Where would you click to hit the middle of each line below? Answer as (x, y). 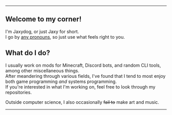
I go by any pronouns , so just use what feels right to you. (65, 37)
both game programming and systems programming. (61, 81)
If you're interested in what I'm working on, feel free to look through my (80, 87)
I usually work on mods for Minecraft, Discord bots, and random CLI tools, (83, 65)
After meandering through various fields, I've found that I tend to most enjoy (85, 76)
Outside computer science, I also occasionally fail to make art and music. (82, 102)
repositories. (19, 92)
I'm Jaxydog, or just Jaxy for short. (42, 32)
